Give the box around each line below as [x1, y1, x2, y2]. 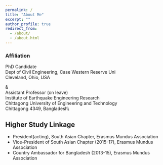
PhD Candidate [5, 64, 37, 70]
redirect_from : [5, 26, 37, 31]
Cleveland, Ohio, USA [5, 74, 51, 81]
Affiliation [5, 52, 30, 59]
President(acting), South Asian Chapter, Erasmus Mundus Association [12, 133, 158, 139]
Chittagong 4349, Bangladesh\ [5, 105, 69, 112]
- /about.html [10, 36, 39, 41]
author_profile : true [5, 21, 51, 27]
